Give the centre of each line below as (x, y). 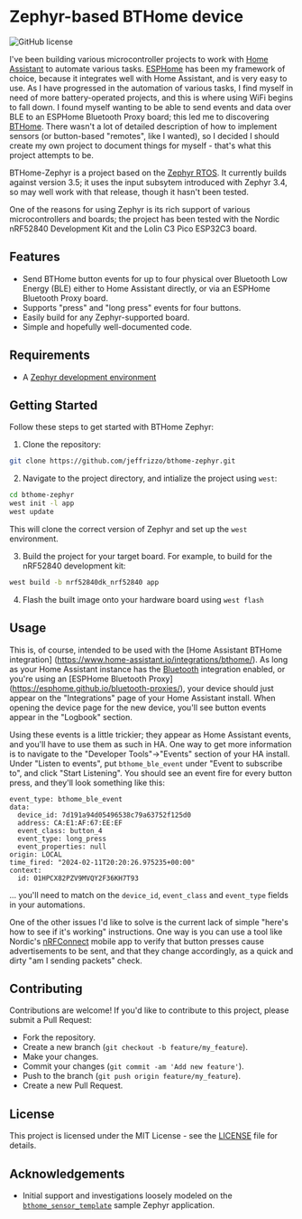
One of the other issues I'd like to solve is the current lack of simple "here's (149, 922)
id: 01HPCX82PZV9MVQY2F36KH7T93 (78, 878)
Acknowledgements (67, 1173)
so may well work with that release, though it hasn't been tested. (129, 192)
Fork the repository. (59, 1037)
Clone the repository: (62, 445)
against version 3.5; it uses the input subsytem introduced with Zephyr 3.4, (148, 182)
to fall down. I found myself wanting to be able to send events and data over (150, 107)
